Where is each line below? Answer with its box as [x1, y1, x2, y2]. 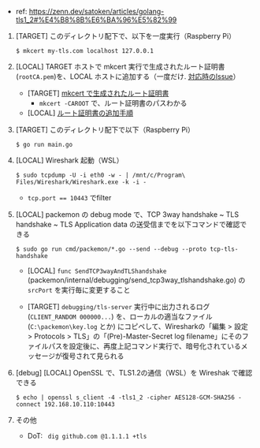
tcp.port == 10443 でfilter [27, 193, 112, 202]
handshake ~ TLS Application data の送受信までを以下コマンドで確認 [15, 220, 240, 229]
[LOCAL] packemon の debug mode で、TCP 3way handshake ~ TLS [15, 210, 239, 219]
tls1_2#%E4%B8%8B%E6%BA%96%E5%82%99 [15, 15, 177, 24]
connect [15, 401, 41, 409]
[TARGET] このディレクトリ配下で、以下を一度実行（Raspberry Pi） [15, 32, 236, 40]
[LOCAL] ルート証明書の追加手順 [27, 108, 134, 118]
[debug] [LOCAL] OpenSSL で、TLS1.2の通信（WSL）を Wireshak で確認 [15, 368, 253, 377]
